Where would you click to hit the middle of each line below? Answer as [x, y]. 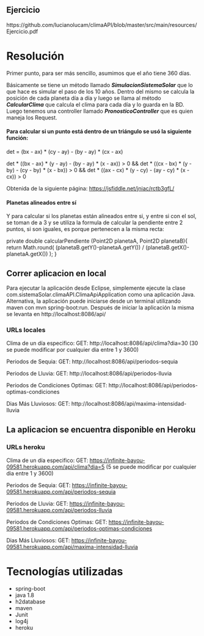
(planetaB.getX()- [167, 248]
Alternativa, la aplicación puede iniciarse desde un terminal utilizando [94, 301]
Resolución [35, 56]
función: [17, 138]
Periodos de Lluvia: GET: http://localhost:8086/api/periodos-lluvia [89, 374]
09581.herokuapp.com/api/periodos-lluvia [59, 510]
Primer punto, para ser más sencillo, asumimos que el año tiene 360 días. [99, 73]
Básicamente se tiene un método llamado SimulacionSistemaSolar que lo [100, 85]
